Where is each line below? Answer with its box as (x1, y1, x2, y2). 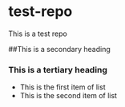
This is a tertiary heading (8, 64, 108, 75)
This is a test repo (8, 29, 68, 38)
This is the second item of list (19, 91, 118, 101)
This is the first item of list (19, 82, 106, 92)
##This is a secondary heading (8, 44, 111, 53)
